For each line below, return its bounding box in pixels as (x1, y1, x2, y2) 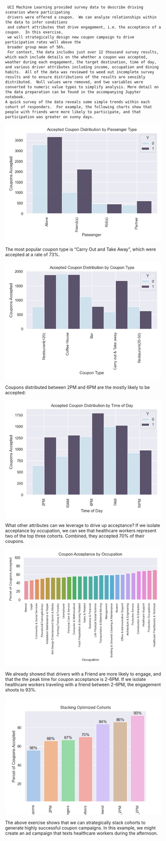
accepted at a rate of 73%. (5, 252, 60, 257)
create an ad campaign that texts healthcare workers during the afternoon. (5, 830, 158, 836)
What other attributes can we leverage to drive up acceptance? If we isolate (5, 522, 161, 528)
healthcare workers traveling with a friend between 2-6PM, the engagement (5, 681, 161, 687)
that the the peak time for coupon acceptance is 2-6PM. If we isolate (5, 676, 146, 682)
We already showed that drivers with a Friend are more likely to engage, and (5, 671, 162, 677)
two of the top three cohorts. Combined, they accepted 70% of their (5, 533, 145, 539)
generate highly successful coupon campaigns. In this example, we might (5, 825, 156, 831)
